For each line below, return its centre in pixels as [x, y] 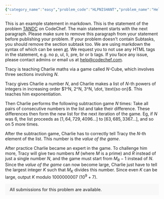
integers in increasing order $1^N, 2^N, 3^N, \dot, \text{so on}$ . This [74, 89]
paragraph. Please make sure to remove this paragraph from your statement [82, 34]
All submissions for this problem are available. [56, 189]
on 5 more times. [22, 124]
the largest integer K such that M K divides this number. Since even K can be [81, 171]
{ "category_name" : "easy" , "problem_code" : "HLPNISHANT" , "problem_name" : [78, 9]
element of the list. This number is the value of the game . [63, 139]
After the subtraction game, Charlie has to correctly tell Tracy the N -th [76, 133]
